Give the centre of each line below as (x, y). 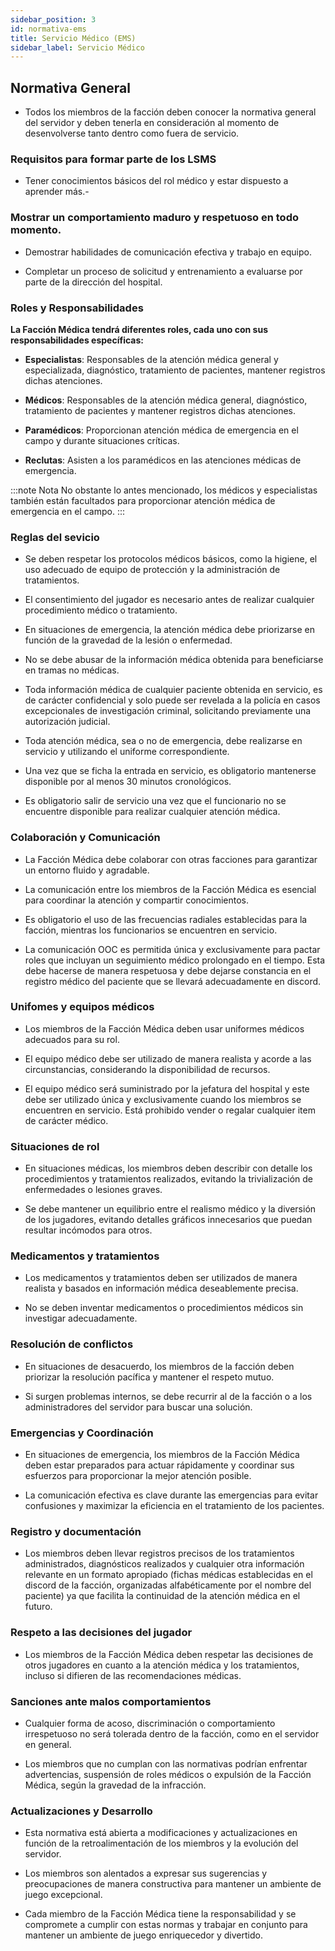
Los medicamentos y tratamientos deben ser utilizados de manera (161, 1278)
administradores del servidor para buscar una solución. (138, 1407)
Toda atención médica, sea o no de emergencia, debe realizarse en (163, 741)
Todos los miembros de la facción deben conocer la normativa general (170, 112)
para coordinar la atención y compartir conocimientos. (136, 900)
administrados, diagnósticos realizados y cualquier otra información (164, 1564)
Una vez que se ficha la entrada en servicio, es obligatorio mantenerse (170, 771)
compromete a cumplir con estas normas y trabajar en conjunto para (166, 1925)
